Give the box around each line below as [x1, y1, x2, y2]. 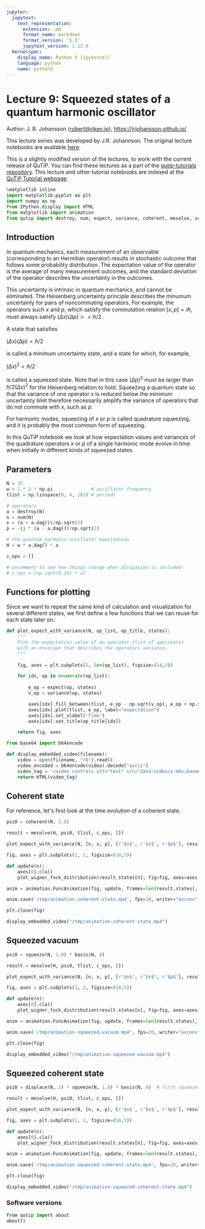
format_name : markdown [22, 32, 81, 38]
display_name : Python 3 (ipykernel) [17, 54, 111, 61]
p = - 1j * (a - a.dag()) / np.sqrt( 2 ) [6, 526, 99, 532]
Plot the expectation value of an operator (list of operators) [17, 639, 184, 645]
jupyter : [6, 9, 29, 15]
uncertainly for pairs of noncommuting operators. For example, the [6, 299, 174, 306]
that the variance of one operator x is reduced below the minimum [6, 391, 173, 398]
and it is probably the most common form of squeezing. [6, 422, 146, 429]
